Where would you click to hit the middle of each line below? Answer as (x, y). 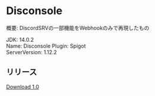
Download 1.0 (23, 87)
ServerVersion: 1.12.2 (32, 52)
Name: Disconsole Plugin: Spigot (46, 46)
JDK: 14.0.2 (20, 39)
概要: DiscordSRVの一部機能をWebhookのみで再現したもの (78, 28)
